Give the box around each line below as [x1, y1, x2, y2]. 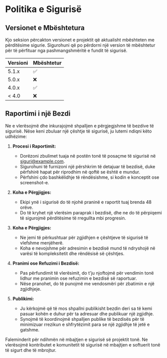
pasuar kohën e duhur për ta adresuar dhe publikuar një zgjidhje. [20, 310, 154, 317]
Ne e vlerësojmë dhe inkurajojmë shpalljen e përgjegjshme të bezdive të [5, 123, 154, 129]
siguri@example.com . [20, 158, 65, 164]
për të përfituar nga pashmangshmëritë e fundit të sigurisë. [5, 48, 128, 53]
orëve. [20, 204, 34, 210]
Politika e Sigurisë [5, 4, 82, 15]
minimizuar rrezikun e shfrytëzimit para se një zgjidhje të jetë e [20, 321, 150, 327]
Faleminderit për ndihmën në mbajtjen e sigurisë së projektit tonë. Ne [5, 336, 148, 342]
